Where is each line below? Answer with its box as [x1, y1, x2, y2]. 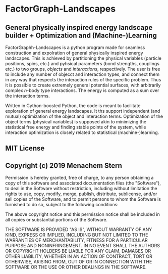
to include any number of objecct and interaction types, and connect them [5, 71, 160, 77]
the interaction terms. [5, 93, 50, 99]
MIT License [5, 144, 45, 153]
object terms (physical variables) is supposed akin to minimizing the [5, 119, 147, 124]
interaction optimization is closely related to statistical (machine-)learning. [5, 129, 159, 135]
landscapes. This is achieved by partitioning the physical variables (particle [5, 55, 162, 61]
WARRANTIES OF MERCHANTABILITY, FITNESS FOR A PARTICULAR [5, 237, 148, 243]
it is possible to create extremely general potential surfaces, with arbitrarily [5, 82, 161, 88]
